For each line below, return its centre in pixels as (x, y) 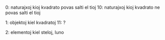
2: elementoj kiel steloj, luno (35, 32)
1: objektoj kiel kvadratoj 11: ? (36, 23)
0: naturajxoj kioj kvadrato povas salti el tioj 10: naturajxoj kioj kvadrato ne (82, 7)
